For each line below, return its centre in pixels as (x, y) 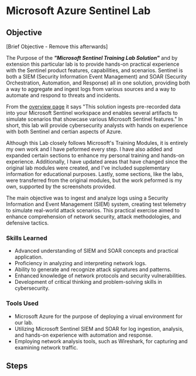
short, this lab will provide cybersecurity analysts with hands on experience (97, 125)
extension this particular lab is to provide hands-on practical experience (93, 64)
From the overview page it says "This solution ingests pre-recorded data (93, 106)
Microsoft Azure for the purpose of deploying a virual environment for (99, 316)
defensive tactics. (27, 223)
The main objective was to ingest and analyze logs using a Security (87, 198)
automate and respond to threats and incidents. (63, 95)
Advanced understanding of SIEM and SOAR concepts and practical (96, 251)
